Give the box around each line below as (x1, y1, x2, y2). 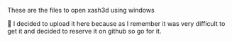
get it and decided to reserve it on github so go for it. (7, 27, 162, 35)
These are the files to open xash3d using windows (7, 6, 155, 14)
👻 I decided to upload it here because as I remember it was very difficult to (7, 20, 226, 27)
